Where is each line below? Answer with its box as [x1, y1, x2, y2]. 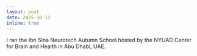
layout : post [6, 8, 40, 15]
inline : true [6, 20, 40, 26]
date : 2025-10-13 [6, 14, 51, 20]
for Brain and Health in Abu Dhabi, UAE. [6, 43, 106, 50]
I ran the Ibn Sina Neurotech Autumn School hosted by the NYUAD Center [6, 37, 192, 44]
